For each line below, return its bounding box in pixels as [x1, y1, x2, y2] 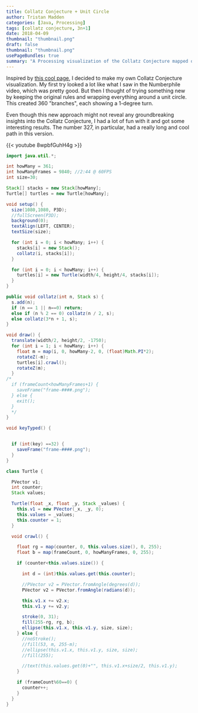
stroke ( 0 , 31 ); [21, 614, 60, 620]
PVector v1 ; [11, 479, 41, 485]
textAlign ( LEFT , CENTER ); [11, 223, 75, 230]
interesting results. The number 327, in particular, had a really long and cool [6, 124, 190, 131]
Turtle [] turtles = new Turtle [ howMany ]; [6, 191, 110, 196]
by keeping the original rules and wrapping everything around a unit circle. [6, 93, 187, 101]
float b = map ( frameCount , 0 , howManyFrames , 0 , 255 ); [16, 550, 154, 556]
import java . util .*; [6, 153, 57, 159]
